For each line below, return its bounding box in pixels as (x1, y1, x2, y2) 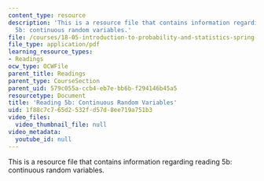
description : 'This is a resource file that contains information (8, 19, 230, 27)
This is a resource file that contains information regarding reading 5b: (8, 157, 233, 166)
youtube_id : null (15, 135, 72, 143)
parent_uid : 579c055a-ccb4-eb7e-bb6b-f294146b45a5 (8, 84, 178, 92)
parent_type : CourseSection (8, 77, 101, 85)
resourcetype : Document (8, 92, 86, 100)
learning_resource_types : (8, 48, 93, 56)
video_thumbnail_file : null (15, 121, 108, 129)
